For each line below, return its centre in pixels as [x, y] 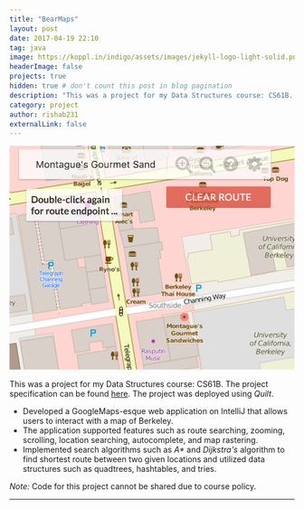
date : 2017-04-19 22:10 [54, 38]
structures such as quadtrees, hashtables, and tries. [119, 468]
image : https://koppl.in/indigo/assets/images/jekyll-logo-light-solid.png [155, 57]
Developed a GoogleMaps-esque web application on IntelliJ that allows [155, 410]
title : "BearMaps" [44, 19]
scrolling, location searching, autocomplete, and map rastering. [140, 439]
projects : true [38, 77]
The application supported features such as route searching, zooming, [153, 430]
